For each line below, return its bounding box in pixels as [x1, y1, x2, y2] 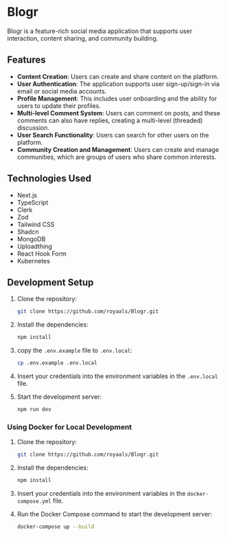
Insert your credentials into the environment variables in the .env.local [16, 372, 218, 380]
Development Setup [7, 276, 94, 288]
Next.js [16, 190, 38, 199]
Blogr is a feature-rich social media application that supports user [7, 27, 193, 35]
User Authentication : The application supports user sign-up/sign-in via [16, 80, 220, 88]
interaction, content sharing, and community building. [7, 34, 158, 42]
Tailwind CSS [16, 220, 55, 228]
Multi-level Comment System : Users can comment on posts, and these [16, 109, 221, 117]
